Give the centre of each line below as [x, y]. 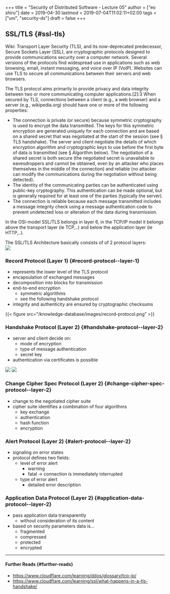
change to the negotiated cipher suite [52, 401]
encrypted [31, 548]
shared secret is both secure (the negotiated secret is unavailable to [83, 158]
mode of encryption [41, 344]
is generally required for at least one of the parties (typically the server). [88, 196]
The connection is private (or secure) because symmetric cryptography [87, 120]
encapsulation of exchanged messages [53, 277]
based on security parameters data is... [53, 526]
